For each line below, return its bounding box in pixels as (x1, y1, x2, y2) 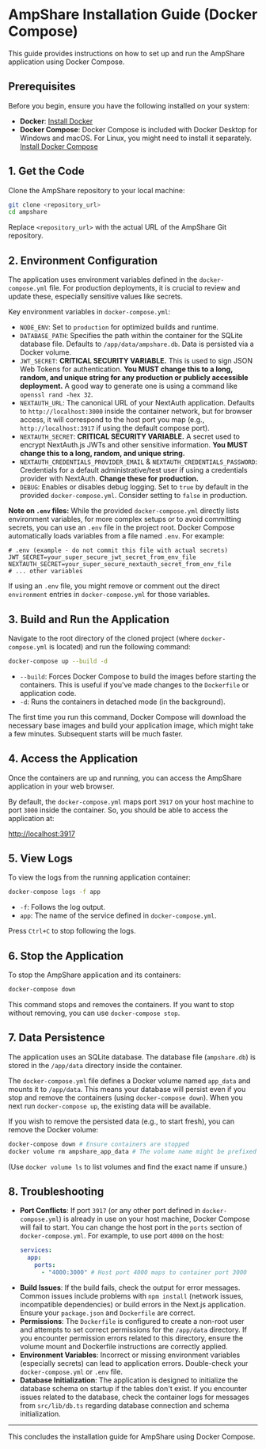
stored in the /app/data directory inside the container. (8, 1060, 183, 1070)
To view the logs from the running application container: (8, 873, 192, 882)
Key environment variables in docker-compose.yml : (8, 307, 171, 317)
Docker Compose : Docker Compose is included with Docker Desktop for (19, 124, 258, 134)
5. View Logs (8, 852, 74, 865)
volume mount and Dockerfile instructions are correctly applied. (19, 1341, 228, 1351)
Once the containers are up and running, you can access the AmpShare (8, 773, 242, 782)
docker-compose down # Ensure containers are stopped (8, 1140, 190, 1148)
